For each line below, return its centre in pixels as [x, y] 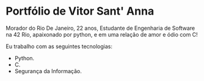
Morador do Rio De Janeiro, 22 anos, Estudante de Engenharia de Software [100, 28]
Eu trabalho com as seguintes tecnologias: [59, 46]
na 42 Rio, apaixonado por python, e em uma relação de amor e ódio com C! [102, 34]
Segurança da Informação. [48, 71]
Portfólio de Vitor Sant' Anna [80, 11]
